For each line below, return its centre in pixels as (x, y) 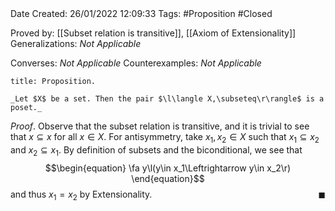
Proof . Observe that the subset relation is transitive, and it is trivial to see (160, 126)
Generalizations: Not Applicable (76, 43)
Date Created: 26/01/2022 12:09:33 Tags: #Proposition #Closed (141, 13)
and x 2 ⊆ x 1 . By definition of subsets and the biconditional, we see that (156, 150)
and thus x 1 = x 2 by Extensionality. (81, 195)
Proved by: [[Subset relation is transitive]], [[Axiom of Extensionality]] (153, 33)
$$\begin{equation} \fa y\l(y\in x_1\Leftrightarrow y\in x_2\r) (168, 168)
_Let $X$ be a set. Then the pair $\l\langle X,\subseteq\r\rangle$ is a (167, 99)
